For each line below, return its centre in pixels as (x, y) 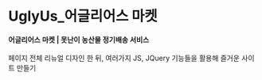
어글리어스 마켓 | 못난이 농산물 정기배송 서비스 (79, 40)
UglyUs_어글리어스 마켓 (83, 16)
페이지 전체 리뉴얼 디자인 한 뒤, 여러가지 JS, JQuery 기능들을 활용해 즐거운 (124, 58)
